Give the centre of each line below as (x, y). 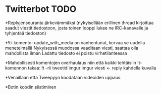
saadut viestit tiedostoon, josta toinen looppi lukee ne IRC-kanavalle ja (77, 28)
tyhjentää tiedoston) (26, 33)
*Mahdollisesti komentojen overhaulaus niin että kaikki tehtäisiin (71, 63)
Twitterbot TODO (41, 9)
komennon (16, 68)
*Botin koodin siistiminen (31, 87)
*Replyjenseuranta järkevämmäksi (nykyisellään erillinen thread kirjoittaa (80, 23)
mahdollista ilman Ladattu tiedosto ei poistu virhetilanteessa (66, 53)
